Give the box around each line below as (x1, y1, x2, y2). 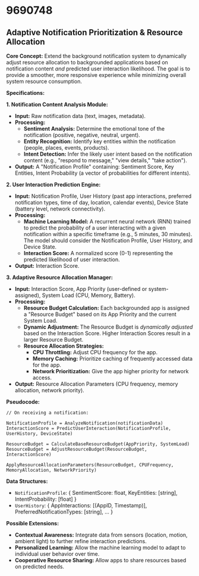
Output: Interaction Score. (14, 262, 80, 269)
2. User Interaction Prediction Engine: (6, 181, 101, 188)
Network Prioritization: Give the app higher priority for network (32, 368, 189, 374)
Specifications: (6, 89, 45, 96)
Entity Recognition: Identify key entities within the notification (23, 138, 176, 145)
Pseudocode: (6, 398, 40, 405)
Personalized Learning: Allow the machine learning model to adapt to (14, 544, 186, 551)
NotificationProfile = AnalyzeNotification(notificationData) (6, 420, 163, 426)
